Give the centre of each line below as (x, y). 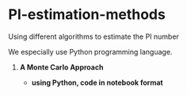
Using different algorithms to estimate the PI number (94, 36)
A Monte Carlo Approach (61, 67)
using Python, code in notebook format (97, 82)
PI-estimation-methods (87, 15)
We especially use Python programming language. (90, 51)
